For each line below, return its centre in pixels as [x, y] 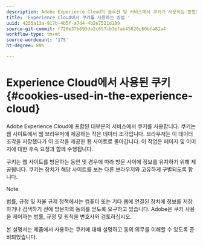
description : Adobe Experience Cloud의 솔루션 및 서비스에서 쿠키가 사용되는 [96, 12]
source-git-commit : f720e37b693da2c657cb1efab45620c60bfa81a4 [86, 29]
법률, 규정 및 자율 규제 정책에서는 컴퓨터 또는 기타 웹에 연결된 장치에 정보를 [94, 201]
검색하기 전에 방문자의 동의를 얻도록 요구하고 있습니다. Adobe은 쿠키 [103, 209]
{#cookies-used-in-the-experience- [100, 96]
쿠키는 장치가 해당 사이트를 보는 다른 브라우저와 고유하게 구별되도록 [108, 169]
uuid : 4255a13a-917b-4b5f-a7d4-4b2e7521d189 [63, 23]
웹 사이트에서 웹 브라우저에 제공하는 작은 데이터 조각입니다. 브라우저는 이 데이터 [100, 134]
